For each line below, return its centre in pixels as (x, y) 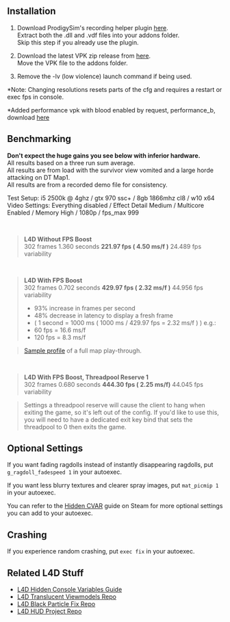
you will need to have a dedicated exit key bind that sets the (108, 419)
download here (28, 117)
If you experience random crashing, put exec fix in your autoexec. (101, 551)
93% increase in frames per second (85, 308)
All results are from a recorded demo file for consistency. (87, 184)
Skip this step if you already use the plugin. (78, 42)
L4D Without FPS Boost (58, 239)
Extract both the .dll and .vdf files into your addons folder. (98, 35)
